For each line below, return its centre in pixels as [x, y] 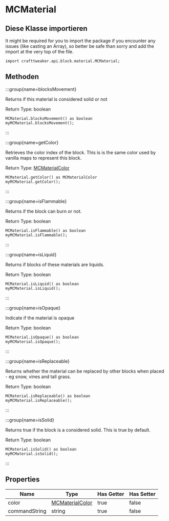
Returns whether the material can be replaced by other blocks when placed [85, 371]
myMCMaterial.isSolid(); [32, 454]
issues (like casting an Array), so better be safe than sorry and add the [80, 46]
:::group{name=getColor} [32, 142]
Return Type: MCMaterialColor [37, 168]
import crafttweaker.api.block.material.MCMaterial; [63, 61]
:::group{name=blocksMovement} [41, 89]
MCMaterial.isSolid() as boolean [41, 449]
